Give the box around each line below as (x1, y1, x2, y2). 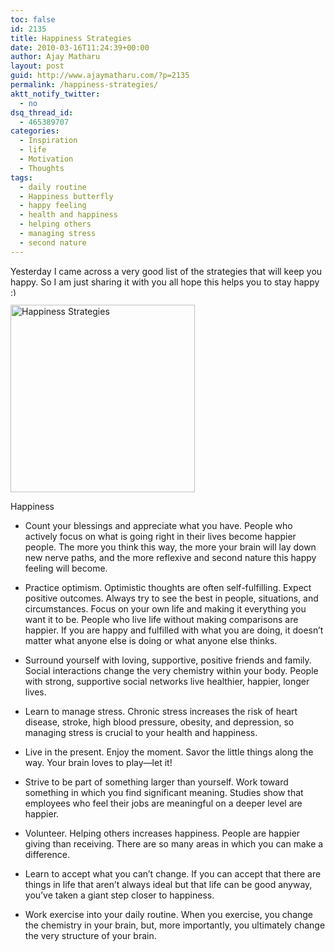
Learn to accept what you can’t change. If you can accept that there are (24, 867, 322, 880)
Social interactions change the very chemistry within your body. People (24, 664, 319, 676)
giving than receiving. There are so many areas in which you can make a (24, 837, 324, 850)
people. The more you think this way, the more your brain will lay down (24, 541, 317, 553)
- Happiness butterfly (19, 191, 114, 201)
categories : (10, 126, 60, 136)
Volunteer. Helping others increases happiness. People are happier (24, 827, 301, 839)
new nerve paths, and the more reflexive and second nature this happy (24, 551, 317, 563)
